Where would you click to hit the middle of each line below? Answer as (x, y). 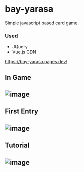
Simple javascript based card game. (42, 23)
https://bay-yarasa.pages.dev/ (36, 62)
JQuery (20, 47)
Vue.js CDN (24, 52)
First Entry (22, 112)
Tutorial (17, 146)
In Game (18, 77)
